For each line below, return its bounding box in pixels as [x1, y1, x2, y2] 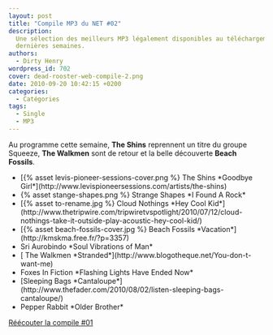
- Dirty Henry [15, 58, 63, 66]
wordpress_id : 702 [8, 65, 71, 73]
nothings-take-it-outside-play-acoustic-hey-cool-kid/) [19, 216, 203, 225]
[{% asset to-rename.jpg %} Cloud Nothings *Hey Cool [19, 198, 206, 208]
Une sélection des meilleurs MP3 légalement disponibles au [15, 34, 223, 43]
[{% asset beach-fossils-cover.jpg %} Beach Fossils [19, 224, 195, 234]
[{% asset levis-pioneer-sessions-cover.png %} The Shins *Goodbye [19, 172, 253, 183]
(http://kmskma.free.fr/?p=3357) [19, 233, 130, 243]
